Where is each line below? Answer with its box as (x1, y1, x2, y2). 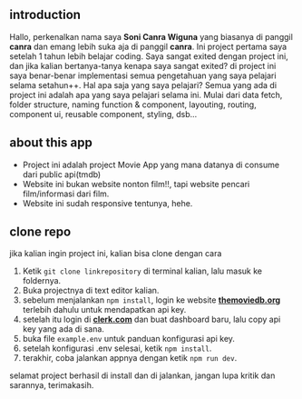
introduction (9, 7, 82, 23)
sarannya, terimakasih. (9, 380, 94, 391)
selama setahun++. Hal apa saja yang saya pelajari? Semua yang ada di (9, 79, 278, 90)
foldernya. (22, 275, 62, 286)
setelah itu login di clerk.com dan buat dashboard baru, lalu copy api (22, 314, 281, 325)
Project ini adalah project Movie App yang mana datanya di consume (22, 159, 279, 170)
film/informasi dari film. (22, 188, 110, 199)
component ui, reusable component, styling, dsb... (9, 108, 198, 119)
